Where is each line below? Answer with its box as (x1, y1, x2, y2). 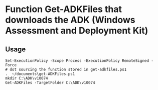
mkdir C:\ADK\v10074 (5, 76, 49, 81)
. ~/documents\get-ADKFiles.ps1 (5, 71, 75, 76)
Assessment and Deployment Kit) (5, 25, 148, 36)
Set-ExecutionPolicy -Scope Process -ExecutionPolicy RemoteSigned (5, 58, 149, 63)
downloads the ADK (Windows (5, 14, 135, 26)
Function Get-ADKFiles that (5, 4, 122, 15)
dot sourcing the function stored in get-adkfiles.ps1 (10, 67, 127, 72)
